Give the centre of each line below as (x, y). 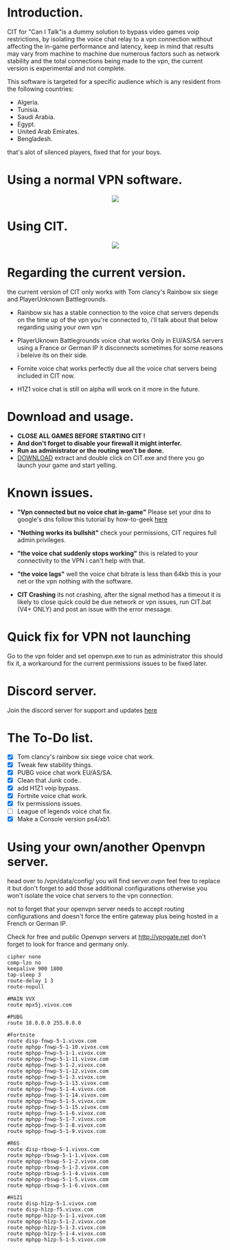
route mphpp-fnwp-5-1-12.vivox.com (58, 1071)
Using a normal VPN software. (95, 180)
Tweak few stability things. (55, 764)
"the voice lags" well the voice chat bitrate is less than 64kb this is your (119, 574)
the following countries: (41, 89)
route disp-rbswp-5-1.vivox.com (53, 1149)
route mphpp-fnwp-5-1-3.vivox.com (57, 1077)
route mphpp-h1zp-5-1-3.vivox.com (57, 1227)
